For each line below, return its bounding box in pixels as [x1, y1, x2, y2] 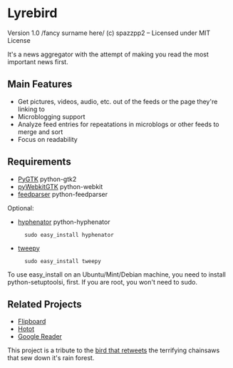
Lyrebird [7, 5, 58, 21]
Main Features [7, 78, 73, 91]
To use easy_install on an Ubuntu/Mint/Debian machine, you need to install [7, 270, 226, 279]
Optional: [7, 203, 34, 212]
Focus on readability [17, 135, 78, 143]
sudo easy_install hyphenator [24, 231, 114, 238]
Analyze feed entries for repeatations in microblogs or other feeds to [17, 120, 219, 128]
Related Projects [7, 298, 82, 310]
